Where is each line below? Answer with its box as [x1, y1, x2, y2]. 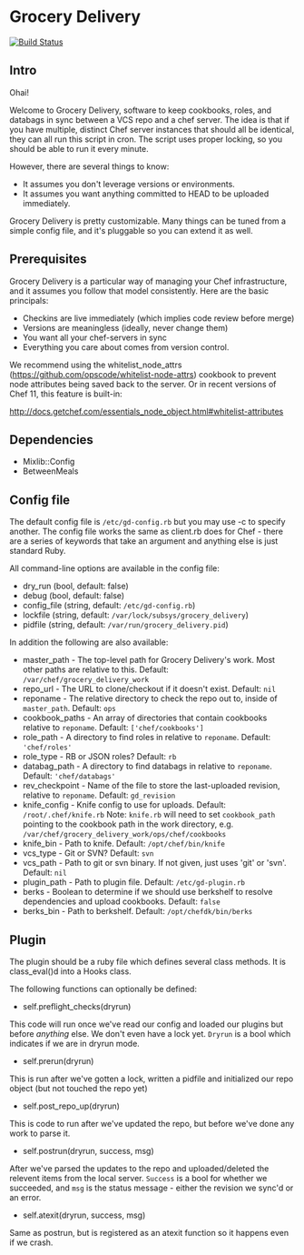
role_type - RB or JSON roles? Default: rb [22, 751, 177, 762]
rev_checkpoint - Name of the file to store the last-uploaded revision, [22, 780, 280, 791]
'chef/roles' [22, 743, 73, 752]
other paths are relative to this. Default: [22, 664, 170, 675]
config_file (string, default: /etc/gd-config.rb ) [22, 600, 196, 611]
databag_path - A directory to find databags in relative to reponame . [22, 761, 272, 772]
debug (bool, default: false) [22, 590, 125, 601]
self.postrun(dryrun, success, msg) [22, 1146, 154, 1156]
